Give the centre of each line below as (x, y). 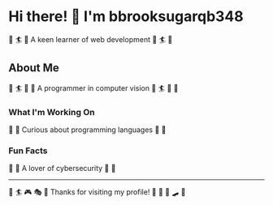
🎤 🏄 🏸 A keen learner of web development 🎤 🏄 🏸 (91, 39)
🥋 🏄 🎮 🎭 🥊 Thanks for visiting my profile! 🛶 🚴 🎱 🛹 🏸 (97, 192)
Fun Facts (28, 151)
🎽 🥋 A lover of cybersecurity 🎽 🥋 (62, 169)
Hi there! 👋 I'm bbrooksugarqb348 (126, 17)
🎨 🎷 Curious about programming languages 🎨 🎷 (87, 130)
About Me (34, 68)
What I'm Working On (52, 112)
